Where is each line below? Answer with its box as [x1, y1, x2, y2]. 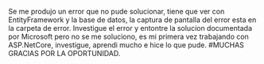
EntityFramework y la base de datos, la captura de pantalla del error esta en [8, 15, 257, 24]
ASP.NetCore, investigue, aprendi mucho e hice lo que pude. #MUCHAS [8, 40, 245, 50]
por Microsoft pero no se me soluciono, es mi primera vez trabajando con [8, 32, 249, 41]
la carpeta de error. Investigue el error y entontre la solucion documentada [8, 24, 253, 32]
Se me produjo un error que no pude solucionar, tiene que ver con [8, 7, 225, 16]
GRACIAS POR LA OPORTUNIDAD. [8, 49, 121, 58]
